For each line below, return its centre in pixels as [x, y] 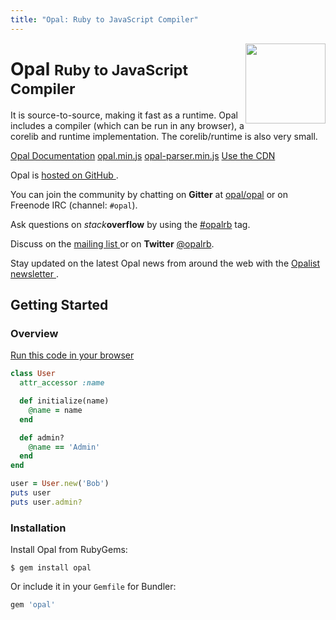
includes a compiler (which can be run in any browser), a [127, 125]
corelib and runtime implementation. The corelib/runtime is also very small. [164, 136]
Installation [38, 528]
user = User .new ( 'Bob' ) [60, 484]
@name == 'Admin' [64, 447]
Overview [34, 333]
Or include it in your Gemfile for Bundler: [93, 587]
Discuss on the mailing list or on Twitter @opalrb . [112, 243]
